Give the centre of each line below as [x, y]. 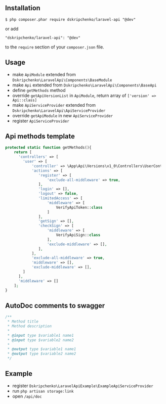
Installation [23, 8]
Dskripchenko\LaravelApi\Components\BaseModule [62, 80]
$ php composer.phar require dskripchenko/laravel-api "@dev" [70, 19]
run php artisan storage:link [43, 391]
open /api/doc [27, 396]
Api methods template [40, 136]
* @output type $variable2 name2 [42, 354]
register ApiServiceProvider [41, 121]
